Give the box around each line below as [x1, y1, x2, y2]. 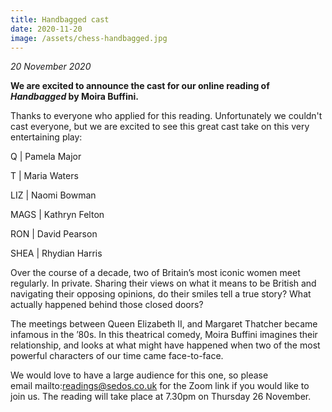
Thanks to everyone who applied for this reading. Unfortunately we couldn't [10, 110, 323, 122]
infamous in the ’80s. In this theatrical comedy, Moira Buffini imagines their [10, 329, 318, 341]
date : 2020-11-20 [10, 24, 83, 34]
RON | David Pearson [10, 228, 98, 240]
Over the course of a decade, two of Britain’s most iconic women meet [10, 267, 301, 279]
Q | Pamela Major [10, 151, 82, 163]
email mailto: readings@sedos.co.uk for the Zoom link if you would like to [10, 380, 310, 392]
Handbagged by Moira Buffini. [10, 91, 139, 103]
